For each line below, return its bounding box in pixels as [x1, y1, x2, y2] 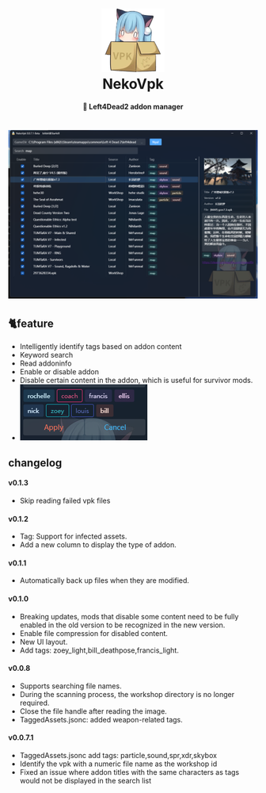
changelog [8, 456, 63, 469]
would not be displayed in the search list [19, 776, 152, 785]
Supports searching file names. [19, 681, 122, 691]
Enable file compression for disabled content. [19, 628, 169, 638]
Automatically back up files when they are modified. [19, 576, 190, 585]
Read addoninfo [19, 358, 72, 368]
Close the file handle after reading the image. [19, 706, 168, 716]
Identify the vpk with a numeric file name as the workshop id [19, 759, 218, 768]
